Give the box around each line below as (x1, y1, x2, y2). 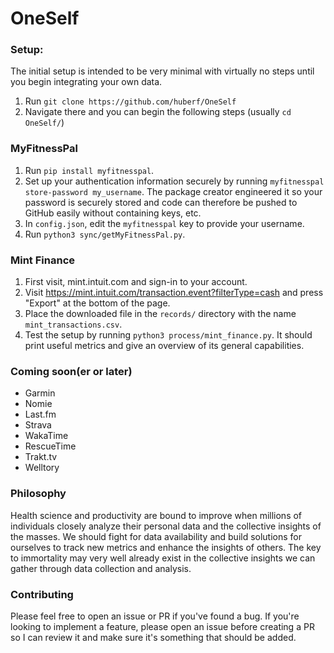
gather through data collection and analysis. (10, 562, 192, 574)
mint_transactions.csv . (24, 318, 123, 331)
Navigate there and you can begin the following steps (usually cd (24, 106, 292, 118)
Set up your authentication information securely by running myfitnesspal (24, 175, 325, 187)
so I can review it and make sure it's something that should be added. (10, 631, 297, 643)
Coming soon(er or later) (10, 365, 133, 378)
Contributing (10, 587, 74, 601)
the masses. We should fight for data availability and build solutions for (10, 530, 303, 542)
